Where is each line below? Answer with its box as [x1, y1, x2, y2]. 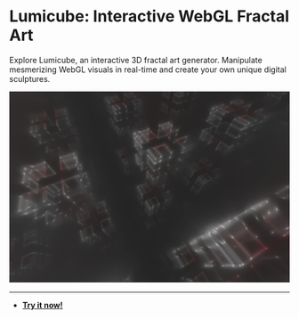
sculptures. [9, 73, 51, 84]
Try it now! [21, 300, 63, 311]
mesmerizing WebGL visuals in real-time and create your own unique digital [9, 64, 287, 75]
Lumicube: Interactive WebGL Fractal [9, 6, 290, 27]
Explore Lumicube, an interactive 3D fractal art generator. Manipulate [9, 54, 263, 65]
